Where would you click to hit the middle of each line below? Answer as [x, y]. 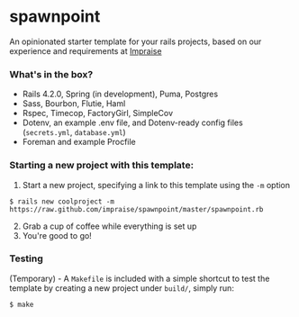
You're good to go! [57, 235]
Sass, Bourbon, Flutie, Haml [74, 104]
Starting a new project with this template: [102, 166]
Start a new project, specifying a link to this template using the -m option [156, 185]
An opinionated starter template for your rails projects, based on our [136, 41]
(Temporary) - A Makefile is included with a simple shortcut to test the [140, 278]
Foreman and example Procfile [79, 142]
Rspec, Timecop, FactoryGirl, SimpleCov [98, 113]
